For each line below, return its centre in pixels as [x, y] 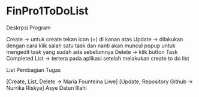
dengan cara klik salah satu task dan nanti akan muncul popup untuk [91, 46]
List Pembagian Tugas [34, 69]
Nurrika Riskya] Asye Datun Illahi [46, 87]
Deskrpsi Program [28, 28]
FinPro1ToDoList [47, 11]
